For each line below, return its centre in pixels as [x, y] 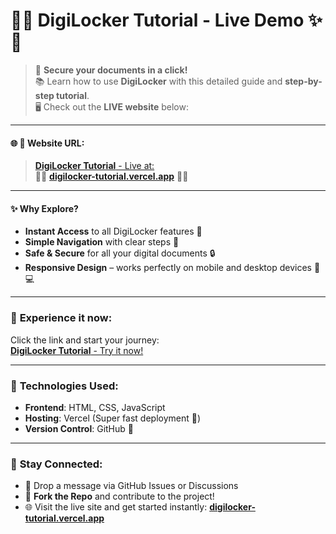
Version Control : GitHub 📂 [79, 428]
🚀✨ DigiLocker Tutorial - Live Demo [157, 20]
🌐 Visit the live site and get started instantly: [116, 507]
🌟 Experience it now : [61, 318]
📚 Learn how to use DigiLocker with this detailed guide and [158, 81]
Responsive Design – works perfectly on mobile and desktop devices [168, 268]
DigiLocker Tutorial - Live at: [94, 166]
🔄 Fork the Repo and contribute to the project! [119, 496]
